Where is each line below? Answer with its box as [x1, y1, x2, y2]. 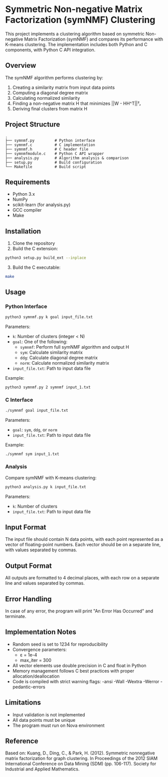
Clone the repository [12, 240, 55, 246]
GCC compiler [12, 207, 42, 213]
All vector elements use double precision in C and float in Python [12, 662, 146, 668]
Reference [5, 737, 39, 745]
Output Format [5, 561, 52, 570]
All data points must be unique [12, 717, 76, 723]
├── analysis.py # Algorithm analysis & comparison [5, 156, 129, 161]
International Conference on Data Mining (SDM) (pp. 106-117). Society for [5, 761, 156, 767]
